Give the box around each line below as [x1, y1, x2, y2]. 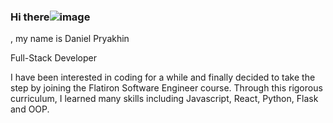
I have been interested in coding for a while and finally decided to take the [10, 71, 316, 84]
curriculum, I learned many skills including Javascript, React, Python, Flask [10, 93, 319, 105]
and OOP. [10, 103, 50, 115]
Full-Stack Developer [10, 52, 97, 64]
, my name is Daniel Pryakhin [10, 33, 130, 45]
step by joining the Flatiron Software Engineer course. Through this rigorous [10, 82, 323, 94]
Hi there [10, 10, 50, 24]
